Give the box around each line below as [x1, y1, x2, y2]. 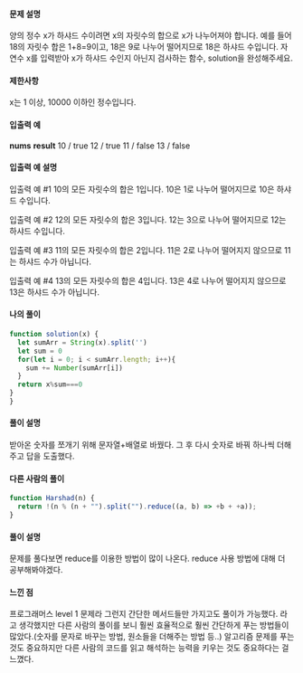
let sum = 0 [17, 346, 63, 355]
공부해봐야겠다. [9, 564, 63, 575]
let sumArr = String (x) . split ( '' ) [17, 337, 147, 347]
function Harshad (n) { [9, 494, 95, 503]
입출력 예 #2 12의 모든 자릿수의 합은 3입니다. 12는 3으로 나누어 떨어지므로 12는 [9, 213, 287, 225]
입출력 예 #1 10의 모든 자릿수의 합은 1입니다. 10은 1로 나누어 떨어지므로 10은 [9, 184, 275, 194]
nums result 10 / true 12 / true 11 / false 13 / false [9, 140, 191, 151]
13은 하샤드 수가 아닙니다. [9, 286, 99, 298]
